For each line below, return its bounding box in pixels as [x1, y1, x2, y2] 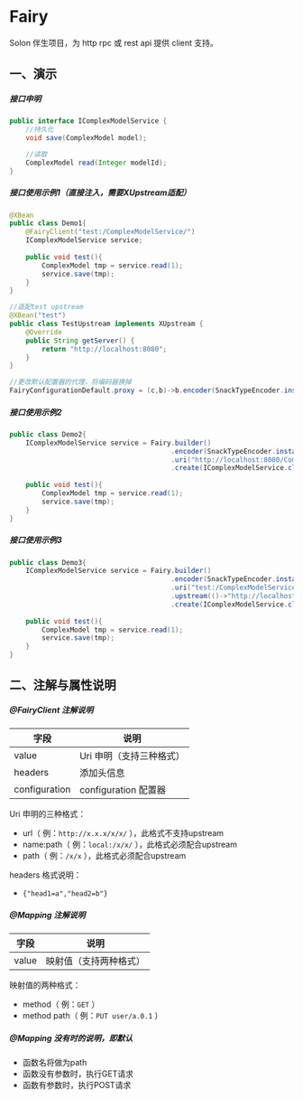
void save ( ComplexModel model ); [25, 134, 147, 143]
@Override [25, 327, 63, 336]
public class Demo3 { [9, 558, 87, 567]
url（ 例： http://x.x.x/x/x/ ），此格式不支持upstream [22, 828, 224, 839]
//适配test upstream [9, 303, 84, 312]
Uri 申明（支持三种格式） [79, 750, 185, 763]
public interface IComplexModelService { [9, 117, 168, 126]
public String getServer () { [25, 336, 135, 345]
